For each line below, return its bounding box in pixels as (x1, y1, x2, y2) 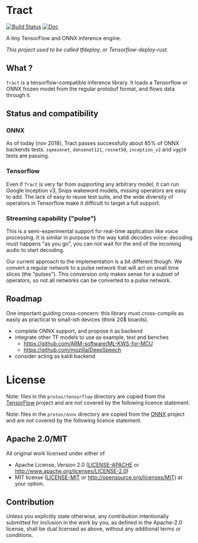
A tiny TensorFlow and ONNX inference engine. (6, 34, 122, 41)
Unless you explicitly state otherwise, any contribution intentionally (6, 513, 169, 520)
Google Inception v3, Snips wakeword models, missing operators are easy (6, 187, 187, 194)
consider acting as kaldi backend (14, 353, 96, 360)
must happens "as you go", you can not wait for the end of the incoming (6, 240, 181, 247)
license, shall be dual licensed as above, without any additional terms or (6, 525, 181, 532)
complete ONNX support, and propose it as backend (14, 327, 143, 334)
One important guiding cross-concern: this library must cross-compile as (6, 309, 184, 316)
